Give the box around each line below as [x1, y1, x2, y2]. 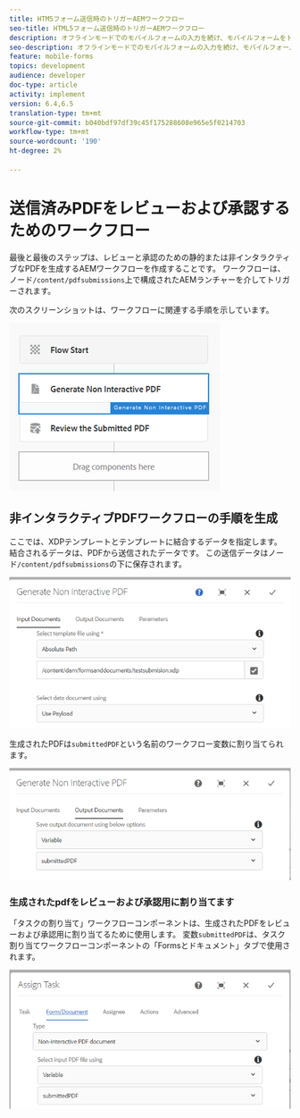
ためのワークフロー [9, 220, 151, 240]
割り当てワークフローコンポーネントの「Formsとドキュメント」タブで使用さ [9, 940, 291, 951]
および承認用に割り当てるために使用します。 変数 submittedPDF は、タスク [16, 929, 286, 939]
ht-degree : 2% [9, 147, 62, 156]
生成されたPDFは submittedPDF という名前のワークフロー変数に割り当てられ [9, 738, 284, 749]
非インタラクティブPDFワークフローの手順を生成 [9, 510, 279, 526]
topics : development [9, 62, 87, 71]
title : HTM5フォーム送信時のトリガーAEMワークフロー [9, 14, 185, 23]
